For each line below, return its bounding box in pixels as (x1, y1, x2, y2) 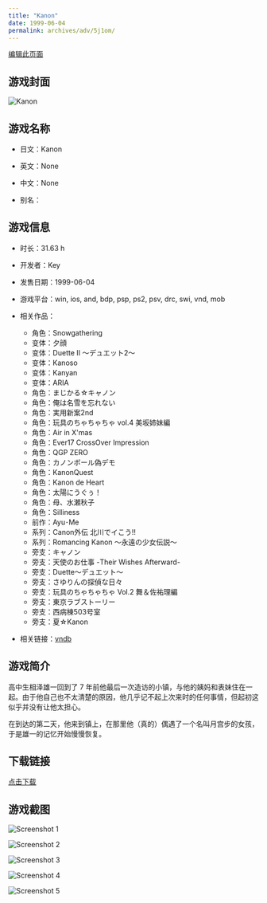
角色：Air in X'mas (31, 427, 93, 437)
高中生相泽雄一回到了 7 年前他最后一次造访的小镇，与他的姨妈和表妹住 (8, 682, 239, 692)
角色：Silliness (31, 507, 80, 516)
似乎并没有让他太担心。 (8, 702, 85, 712)
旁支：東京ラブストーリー (31, 597, 116, 607)
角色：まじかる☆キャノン (31, 387, 117, 397)
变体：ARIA (31, 378, 69, 387)
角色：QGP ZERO (31, 447, 89, 457)
